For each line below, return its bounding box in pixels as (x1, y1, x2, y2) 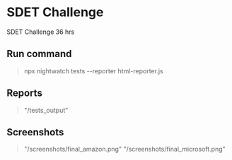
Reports (6, 87, 43, 99)
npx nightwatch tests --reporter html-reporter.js (23, 66, 163, 75)
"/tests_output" (23, 106, 69, 114)
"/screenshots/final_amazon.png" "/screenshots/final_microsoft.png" (23, 145, 226, 154)
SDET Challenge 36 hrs (6, 27, 75, 36)
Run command (6, 48, 72, 60)
